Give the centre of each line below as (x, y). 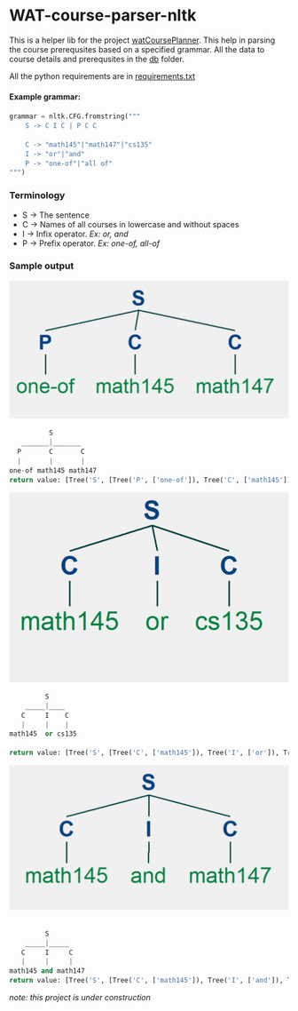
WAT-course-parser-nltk (103, 16)
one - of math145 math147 (53, 470)
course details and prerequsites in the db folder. (97, 59)
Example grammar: (45, 96)
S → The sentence (56, 215)
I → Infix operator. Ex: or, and (75, 234)
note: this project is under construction (80, 998)
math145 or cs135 (43, 734)
